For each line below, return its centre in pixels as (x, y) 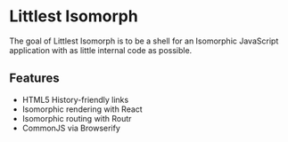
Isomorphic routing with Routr (77, 118)
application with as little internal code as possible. (101, 50)
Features (34, 79)
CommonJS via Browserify (71, 128)
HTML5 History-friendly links (75, 99)
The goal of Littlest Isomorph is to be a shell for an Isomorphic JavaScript (144, 41)
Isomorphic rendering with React (82, 109)
